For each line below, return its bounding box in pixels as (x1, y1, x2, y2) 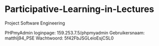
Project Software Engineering (4, 20, 65, 26)
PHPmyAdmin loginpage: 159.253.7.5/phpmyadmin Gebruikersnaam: (4, 29, 145, 35)
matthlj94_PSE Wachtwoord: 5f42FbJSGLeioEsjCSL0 (4, 35, 114, 41)
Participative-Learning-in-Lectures (4, 3, 154, 15)
